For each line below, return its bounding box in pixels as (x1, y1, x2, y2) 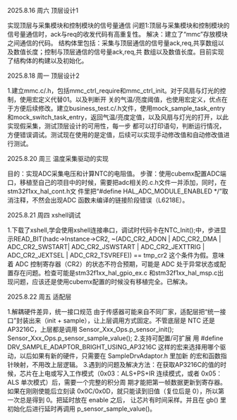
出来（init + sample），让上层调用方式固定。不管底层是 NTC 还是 (28, 316, 215, 325)
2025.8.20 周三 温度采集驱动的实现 (7, 155, 109, 162)
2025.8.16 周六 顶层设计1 (7, 6, 79, 14)
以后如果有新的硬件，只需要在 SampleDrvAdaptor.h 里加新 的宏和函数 (19, 352, 221, 360)
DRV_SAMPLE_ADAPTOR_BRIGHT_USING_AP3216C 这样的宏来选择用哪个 (7, 343, 220, 351)
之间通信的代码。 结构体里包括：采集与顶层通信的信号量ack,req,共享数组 (7, 39, 219, 47)
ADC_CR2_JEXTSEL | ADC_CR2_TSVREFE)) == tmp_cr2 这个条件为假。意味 (7, 251, 225, 259)
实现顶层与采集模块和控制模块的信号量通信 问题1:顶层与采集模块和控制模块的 (7, 21, 230, 30)
